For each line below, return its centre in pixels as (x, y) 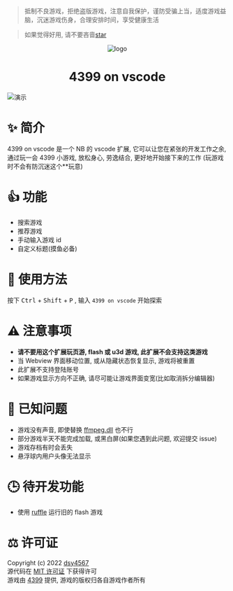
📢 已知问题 (37, 409)
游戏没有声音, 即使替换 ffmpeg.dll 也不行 (75, 429)
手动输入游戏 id (39, 239)
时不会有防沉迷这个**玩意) (45, 166)
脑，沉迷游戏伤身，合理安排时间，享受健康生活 (91, 20)
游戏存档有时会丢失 (45, 447)
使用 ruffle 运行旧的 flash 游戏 (60, 512)
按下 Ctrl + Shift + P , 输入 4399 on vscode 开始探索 (85, 300)
